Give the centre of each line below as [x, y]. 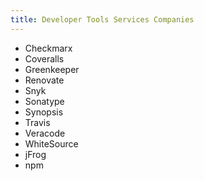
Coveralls [44, 58]
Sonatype [44, 101]
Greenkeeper [52, 69]
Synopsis [44, 112]
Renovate [44, 80]
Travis [37, 122]
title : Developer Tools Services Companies [102, 19]
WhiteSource [51, 143]
